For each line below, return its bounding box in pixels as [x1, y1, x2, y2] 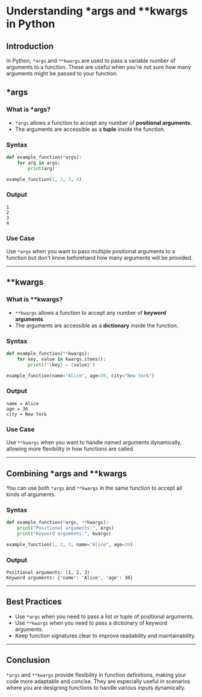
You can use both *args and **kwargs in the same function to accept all [6, 484, 182, 491]
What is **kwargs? [6, 295, 63, 304]
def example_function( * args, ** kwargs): [6, 520, 109, 526]
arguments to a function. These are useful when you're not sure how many [6, 63, 191, 71]
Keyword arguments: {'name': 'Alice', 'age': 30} [6, 575, 133, 581]
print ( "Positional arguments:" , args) [17, 525, 114, 531]
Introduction [6, 41, 54, 51]
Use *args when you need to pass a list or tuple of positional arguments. [14, 613, 194, 620]
